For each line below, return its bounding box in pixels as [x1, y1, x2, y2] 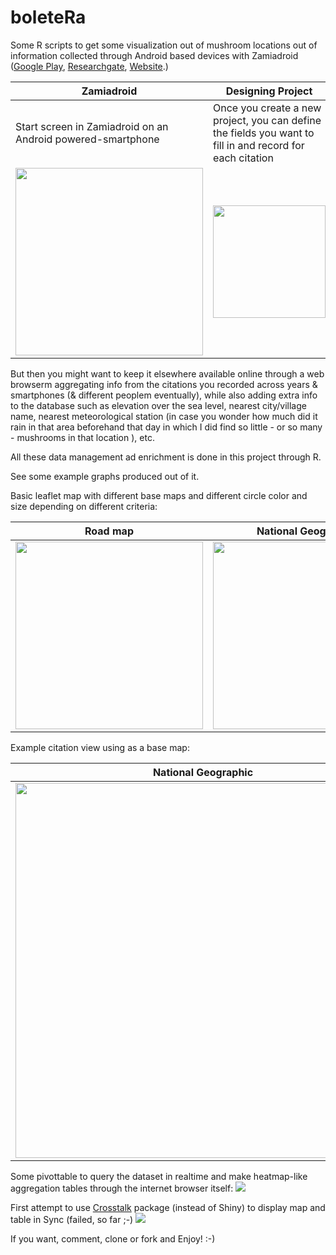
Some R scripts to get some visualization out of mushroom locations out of [10, 39, 318, 51]
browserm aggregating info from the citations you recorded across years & [10, 378, 318, 390]
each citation [213, 151, 274, 165]
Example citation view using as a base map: [10, 741, 190, 753]
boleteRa [10, 6, 87, 29]
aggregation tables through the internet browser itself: [10, 1182, 234, 1194]
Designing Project [225, 84, 313, 98]
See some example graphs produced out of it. [10, 470, 200, 482]
